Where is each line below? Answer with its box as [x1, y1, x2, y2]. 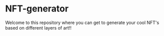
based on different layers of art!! [5, 24, 71, 30]
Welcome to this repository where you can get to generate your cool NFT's [5, 19, 159, 25]
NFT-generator [5, 3, 69, 14]
